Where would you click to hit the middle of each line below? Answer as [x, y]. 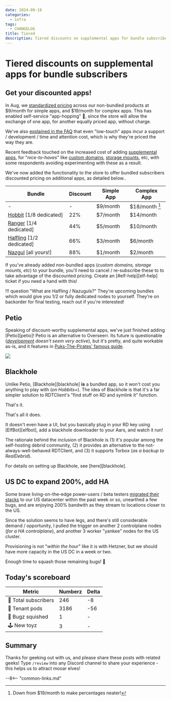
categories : [18, 15]
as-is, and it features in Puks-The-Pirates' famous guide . [65, 346]
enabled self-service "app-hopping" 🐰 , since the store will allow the [76, 116]
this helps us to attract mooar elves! [43, 668]
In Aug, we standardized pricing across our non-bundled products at [77, 105]
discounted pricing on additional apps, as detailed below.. [66, 178]
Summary [21, 645]
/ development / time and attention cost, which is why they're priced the [81, 137]
